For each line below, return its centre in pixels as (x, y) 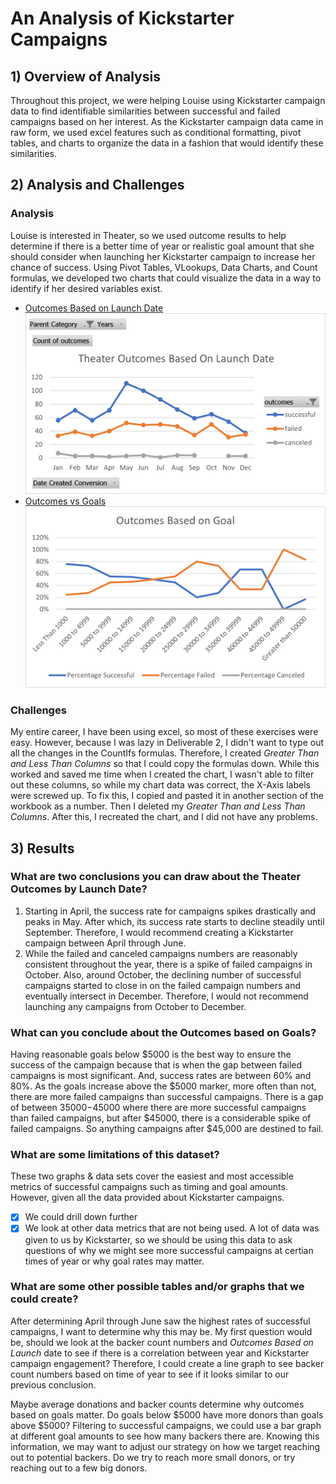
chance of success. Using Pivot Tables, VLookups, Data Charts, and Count (164, 267)
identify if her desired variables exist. (86, 288)
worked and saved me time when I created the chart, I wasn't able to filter (162, 774)
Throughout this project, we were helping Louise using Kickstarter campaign (168, 100)
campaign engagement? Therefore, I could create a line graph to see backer (167, 1363)
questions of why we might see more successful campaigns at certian (169, 1250)
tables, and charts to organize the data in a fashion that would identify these (167, 143)
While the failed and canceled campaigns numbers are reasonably (161, 953)
